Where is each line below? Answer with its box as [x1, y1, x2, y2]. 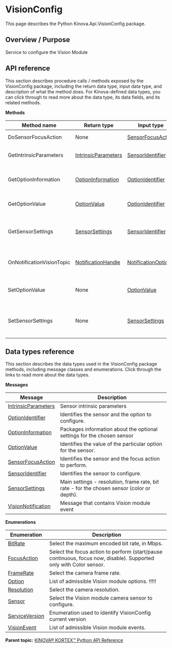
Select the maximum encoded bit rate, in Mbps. [49, 540, 163, 547]
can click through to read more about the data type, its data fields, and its [5, 94, 160, 100]
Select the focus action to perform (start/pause [49, 548, 163, 556]
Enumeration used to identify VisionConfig [49, 609, 151, 617]
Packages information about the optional [60, 426, 158, 433]
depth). [60, 491, 78, 499]
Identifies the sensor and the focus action [60, 455, 160, 463]
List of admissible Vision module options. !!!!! [49, 578, 157, 585]
